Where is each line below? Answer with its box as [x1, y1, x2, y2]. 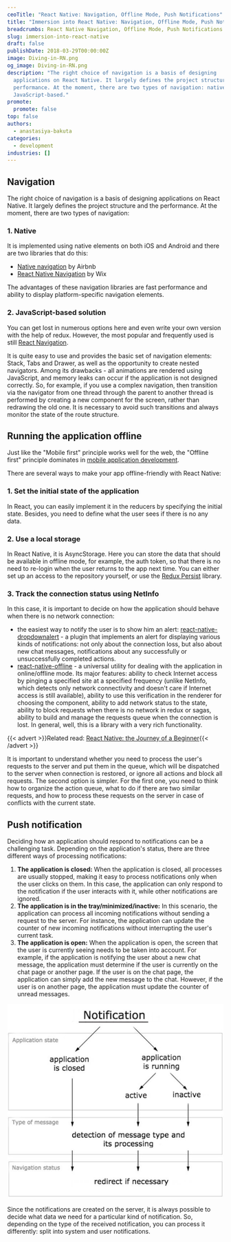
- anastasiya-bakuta [13, 128, 72, 135]
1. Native [7, 226, 36, 235]
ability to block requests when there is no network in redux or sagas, [16, 706, 212, 715]
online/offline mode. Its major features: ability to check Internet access [16, 670, 218, 678]
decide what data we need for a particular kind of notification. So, [7, 1212, 193, 1221]
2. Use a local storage [7, 534, 81, 543]
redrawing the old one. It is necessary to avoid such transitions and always [7, 402, 219, 411]
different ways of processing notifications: [7, 852, 127, 860]
